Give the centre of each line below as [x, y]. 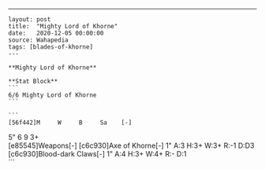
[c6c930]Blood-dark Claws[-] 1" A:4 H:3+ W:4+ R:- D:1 [97, 154]
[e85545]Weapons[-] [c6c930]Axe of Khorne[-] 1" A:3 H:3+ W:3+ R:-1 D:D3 [131, 145]
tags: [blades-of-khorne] [50, 47]
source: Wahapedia [38, 40]
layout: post [30, 20]
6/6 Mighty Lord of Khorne [52, 95]
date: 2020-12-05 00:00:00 [56, 33]
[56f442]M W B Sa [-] [70, 123]
